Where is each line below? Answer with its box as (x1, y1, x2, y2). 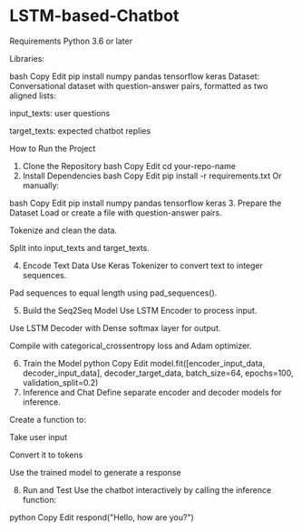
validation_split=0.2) (22, 376, 99, 387)
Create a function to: (9, 414, 86, 425)
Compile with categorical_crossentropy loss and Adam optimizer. (9, 340, 252, 351)
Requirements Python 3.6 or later (9, 35, 133, 46)
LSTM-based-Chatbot (9, 5, 180, 26)
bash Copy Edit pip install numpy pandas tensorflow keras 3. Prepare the (9, 197, 282, 208)
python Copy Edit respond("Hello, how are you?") (9, 511, 195, 523)
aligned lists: (9, 90, 57, 101)
